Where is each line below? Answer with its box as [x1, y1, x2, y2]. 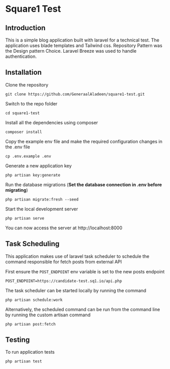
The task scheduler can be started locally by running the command [5, 287, 147, 293]
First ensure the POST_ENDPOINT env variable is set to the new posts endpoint [5, 268, 165, 274]
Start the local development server [5, 206, 78, 212]
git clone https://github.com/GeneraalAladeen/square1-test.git [5, 92, 145, 97]
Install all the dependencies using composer [5, 119, 99, 125]
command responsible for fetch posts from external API [5, 258, 122, 265]
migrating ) [5, 187, 28, 193]
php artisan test [5, 359, 42, 364]
